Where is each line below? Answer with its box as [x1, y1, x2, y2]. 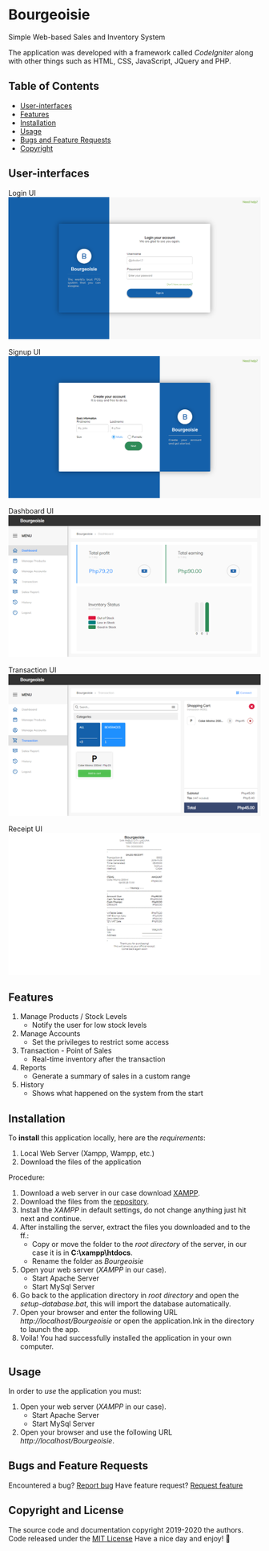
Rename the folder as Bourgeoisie [31, 1257, 144, 1266]
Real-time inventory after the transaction [31, 1054, 166, 1064]
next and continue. [19, 1214, 82, 1224]
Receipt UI [8, 824, 42, 834]
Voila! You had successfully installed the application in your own [19, 1334, 232, 1343]
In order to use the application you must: [8, 1387, 142, 1395]
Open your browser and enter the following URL [19, 1308, 178, 1318]
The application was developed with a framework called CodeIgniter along [8, 47, 254, 57]
